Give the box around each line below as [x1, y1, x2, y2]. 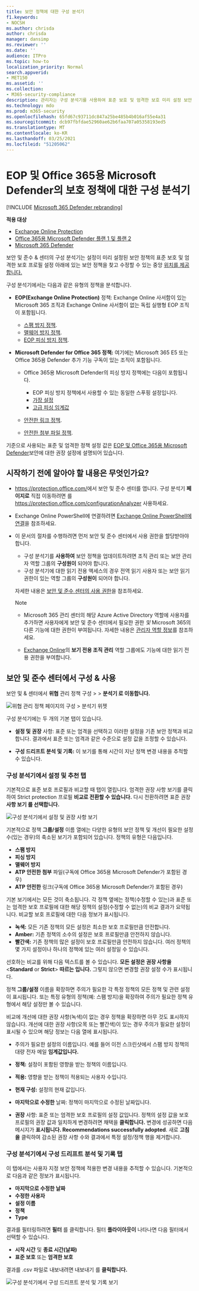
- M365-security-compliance [6, 91, 76, 97]
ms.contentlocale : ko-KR [6, 130, 68, 137]
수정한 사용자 [14, 1192, 46, 1199]
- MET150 [6, 75, 28, 81]
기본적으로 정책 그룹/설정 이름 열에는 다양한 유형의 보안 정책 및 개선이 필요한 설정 [6, 826, 194, 834]
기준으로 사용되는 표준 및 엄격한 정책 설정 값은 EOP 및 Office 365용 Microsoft [6, 441, 187, 449]
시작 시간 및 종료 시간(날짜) [14, 1246, 77, 1253]
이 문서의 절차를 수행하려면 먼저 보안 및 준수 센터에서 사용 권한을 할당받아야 [14, 532, 189, 539]
